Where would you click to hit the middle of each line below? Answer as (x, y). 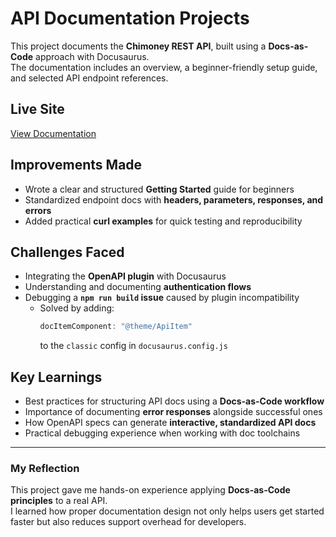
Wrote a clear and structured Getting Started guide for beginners (159, 189)
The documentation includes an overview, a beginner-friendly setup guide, (164, 67)
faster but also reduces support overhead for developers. (128, 522)
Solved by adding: (77, 308)
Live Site (37, 109)
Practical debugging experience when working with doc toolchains (162, 433)
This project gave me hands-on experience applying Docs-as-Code (150, 490)
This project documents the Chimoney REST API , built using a (138, 46)
